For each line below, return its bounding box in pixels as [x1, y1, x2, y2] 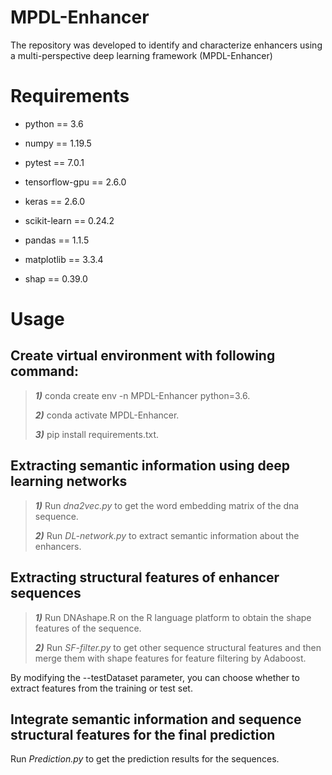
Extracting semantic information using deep [10, 457, 291, 475]
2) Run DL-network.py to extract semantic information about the [34, 529, 300, 541]
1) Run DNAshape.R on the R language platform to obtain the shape [34, 611, 312, 623]
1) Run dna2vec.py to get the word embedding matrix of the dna [34, 499, 300, 511]
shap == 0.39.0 [24, 272, 88, 285]
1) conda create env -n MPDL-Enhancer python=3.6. [34, 389, 251, 401]
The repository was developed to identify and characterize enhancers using [10, 39, 323, 51]
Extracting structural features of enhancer [10, 569, 280, 586]
